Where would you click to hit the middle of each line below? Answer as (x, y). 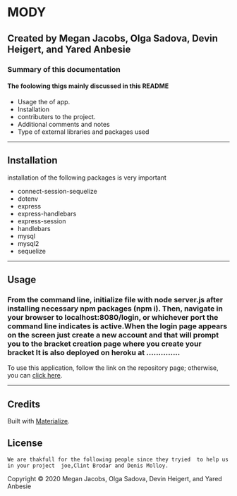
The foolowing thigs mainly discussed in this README (88, 86)
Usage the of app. (44, 101)
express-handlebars (47, 213)
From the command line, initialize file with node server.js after (115, 299)
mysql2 (28, 243)
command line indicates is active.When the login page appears (117, 326)
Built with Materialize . (38, 421)
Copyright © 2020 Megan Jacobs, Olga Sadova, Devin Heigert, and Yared (115, 478)
